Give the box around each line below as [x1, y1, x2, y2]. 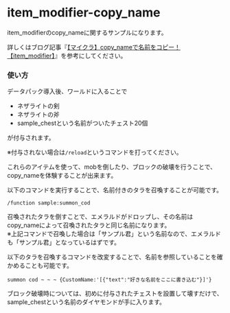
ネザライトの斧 [16, 111, 60, 119]
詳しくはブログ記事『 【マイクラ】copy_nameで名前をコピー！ [7, 43, 181, 51]
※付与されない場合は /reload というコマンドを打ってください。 [7, 148, 183, 156]
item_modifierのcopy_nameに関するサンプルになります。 [7, 28, 168, 36]
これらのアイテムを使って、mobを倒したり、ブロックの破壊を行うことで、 [7, 163, 216, 171]
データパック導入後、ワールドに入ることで [7, 87, 128, 95]
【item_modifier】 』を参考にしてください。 [7, 51, 127, 60]
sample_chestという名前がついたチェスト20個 [16, 119, 148, 128]
